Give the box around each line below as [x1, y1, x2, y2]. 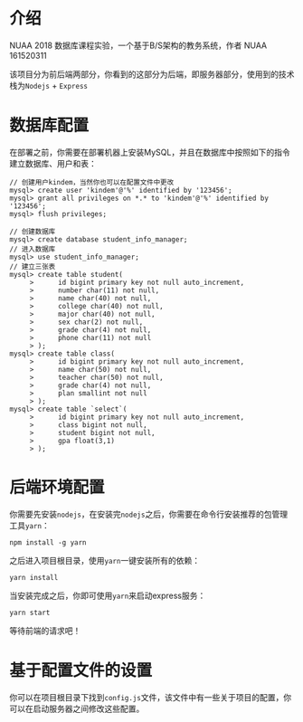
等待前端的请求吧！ [9, 625, 81, 636]
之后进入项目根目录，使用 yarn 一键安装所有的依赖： [9, 555, 201, 565]
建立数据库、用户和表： [9, 157, 97, 168]
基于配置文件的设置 [9, 660, 153, 680]
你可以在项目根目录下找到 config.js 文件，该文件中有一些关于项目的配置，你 [9, 691, 292, 702]
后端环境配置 [9, 477, 106, 498]
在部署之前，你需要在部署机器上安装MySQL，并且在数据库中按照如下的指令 [9, 147, 291, 157]
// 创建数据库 [9, 227, 56, 236]
